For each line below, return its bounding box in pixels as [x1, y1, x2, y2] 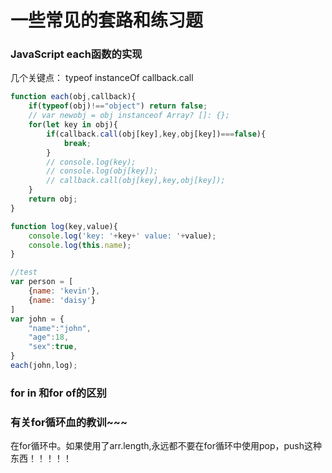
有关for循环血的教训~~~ [10, 415, 128, 429]
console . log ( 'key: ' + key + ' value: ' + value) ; [28, 231, 217, 241]
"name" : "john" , [28, 323, 92, 333]
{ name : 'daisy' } [28, 295, 97, 305]
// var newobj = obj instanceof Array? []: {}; [28, 111, 230, 121]
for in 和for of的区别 [10, 386, 107, 400]
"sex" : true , [28, 342, 78, 352]
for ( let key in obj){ [28, 120, 118, 130]
